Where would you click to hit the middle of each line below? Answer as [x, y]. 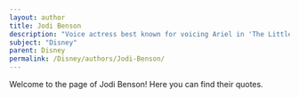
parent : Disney [37, 51]
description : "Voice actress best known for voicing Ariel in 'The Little [151, 34]
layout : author [37, 17]
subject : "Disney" [43, 42]
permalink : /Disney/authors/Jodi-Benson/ [87, 59]
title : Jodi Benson [45, 26]
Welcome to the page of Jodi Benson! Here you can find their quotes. [137, 84]
